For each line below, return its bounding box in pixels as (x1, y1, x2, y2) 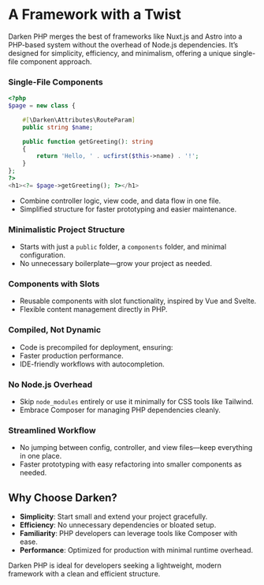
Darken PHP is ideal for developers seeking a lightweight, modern (8, 561, 222, 570)
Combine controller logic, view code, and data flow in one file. (19, 196, 221, 205)
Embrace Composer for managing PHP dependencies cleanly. (19, 405, 221, 415)
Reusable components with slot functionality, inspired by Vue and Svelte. (19, 296, 257, 306)
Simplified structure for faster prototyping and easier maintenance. (19, 204, 237, 214)
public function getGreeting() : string (22, 137, 154, 145)
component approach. (20, 57, 92, 66)
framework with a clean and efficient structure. (8, 569, 161, 579)
